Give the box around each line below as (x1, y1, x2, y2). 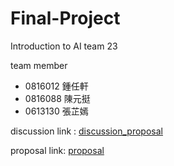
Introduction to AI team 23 (10, 40, 118, 52)
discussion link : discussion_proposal (10, 125, 163, 137)
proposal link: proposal (10, 144, 105, 156)
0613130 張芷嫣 (24, 105, 89, 117)
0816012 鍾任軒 (24, 80, 89, 92)
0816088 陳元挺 (24, 92, 91, 104)
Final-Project (10, 7, 121, 30)
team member (10, 59, 68, 71)
